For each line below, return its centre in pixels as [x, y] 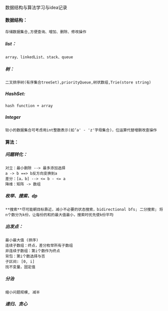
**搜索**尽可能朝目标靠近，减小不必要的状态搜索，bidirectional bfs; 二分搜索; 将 [84, 209]
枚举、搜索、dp [21, 196]
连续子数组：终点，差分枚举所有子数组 [39, 245]
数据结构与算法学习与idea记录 [36, 7]
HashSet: [15, 94]
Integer [13, 117]
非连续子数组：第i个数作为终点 [33, 251]
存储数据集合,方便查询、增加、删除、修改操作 [46, 32]
